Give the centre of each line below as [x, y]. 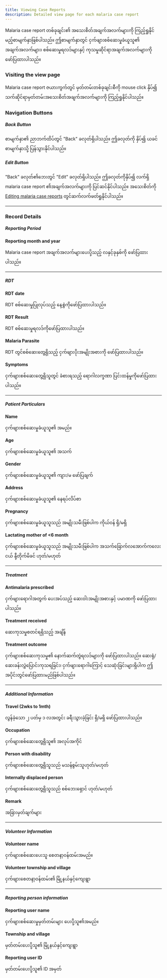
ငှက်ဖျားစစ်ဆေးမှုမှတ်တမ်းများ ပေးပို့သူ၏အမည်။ [52, 922]
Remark [13, 801]
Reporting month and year [33, 241]
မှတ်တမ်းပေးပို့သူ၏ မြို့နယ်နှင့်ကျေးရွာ [42, 945]
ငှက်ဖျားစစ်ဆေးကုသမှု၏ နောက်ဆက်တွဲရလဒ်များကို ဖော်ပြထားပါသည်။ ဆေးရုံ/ [81, 656]
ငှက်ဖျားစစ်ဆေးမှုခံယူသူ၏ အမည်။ [39, 428]
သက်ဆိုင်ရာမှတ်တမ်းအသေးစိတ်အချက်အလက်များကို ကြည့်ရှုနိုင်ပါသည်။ [75, 97]
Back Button [18, 125]
